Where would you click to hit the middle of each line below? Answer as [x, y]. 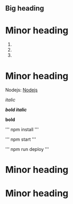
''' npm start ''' [21, 139]
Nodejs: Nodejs [21, 90]
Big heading [25, 8]
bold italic [16, 110]
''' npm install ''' [22, 130]
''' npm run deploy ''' [27, 149]
